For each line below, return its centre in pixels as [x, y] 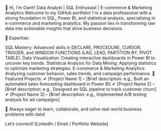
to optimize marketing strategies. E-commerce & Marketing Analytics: [75, 68]
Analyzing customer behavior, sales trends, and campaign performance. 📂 [80, 73]
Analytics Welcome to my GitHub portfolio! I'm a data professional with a [78, 13]
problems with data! [25, 114]
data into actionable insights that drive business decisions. [64, 28]
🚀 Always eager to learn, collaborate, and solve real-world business [73, 109]
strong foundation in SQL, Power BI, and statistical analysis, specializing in [80, 18]
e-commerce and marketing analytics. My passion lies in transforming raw [80, 23]
